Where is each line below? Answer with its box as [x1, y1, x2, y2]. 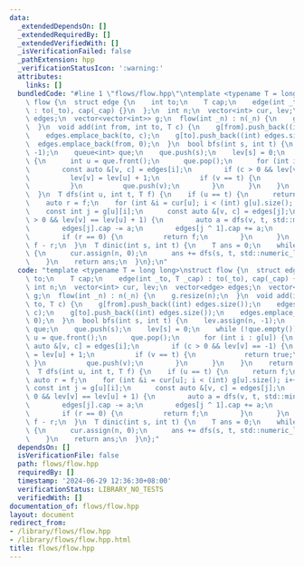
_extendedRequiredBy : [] [17, 30, 111, 39]
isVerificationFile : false [17, 451, 119, 460]
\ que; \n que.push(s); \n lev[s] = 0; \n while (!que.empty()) [25, 325, 298, 334]
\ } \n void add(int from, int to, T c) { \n [25, 123, 201, 132]
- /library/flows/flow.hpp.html [9, 535, 131, 544]
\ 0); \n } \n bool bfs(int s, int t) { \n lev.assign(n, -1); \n [25, 316, 285, 326]
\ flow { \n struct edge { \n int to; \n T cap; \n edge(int [25, 97, 285, 107]
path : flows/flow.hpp [17, 459, 100, 469]
